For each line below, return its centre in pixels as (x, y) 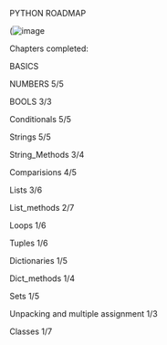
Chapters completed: (49, 48)
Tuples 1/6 (29, 243)
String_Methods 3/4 (47, 155)
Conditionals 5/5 (40, 119)
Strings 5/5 (31, 137)
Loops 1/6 (28, 225)
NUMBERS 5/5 (37, 84)
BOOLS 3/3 (31, 101)
